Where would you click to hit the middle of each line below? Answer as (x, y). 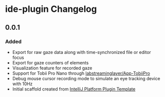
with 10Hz (23, 84)
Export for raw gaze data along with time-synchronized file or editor (82, 52)
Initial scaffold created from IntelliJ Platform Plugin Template (74, 89)
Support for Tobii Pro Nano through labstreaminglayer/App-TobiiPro (81, 73)
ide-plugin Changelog (51, 9)
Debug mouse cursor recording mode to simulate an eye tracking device (86, 78)
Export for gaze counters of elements (51, 62)
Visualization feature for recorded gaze (52, 68)
